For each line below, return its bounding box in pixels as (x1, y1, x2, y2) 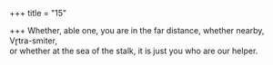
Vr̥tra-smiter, (9, 35, 57, 46)
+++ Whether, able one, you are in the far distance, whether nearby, (9, 25, 265, 35)
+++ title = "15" (9, 8, 67, 18)
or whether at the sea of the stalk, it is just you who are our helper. (9, 45, 258, 56)
